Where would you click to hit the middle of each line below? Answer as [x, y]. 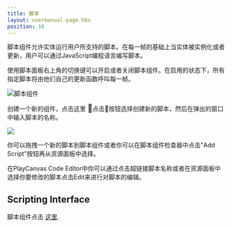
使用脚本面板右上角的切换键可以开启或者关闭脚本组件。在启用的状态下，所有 [116, 71]
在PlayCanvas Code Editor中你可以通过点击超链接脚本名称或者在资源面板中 [114, 169]
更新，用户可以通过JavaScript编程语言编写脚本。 [77, 55]
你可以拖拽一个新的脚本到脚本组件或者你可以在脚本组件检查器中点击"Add [111, 145]
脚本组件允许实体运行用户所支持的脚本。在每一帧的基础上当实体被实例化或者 [116, 47]
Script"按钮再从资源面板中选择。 [54, 154]
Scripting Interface [49, 199]
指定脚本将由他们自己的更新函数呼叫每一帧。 [71, 79]
